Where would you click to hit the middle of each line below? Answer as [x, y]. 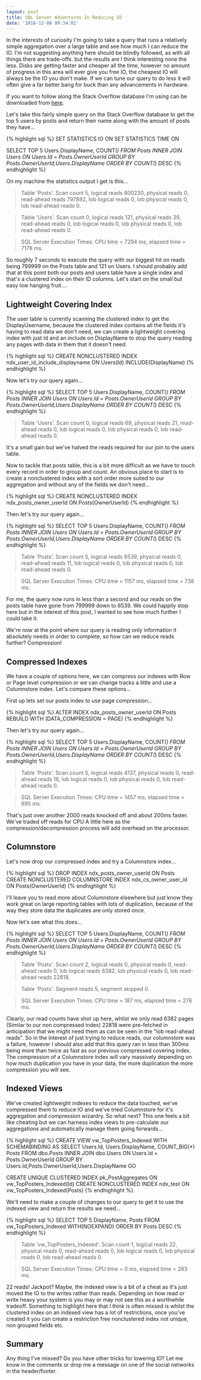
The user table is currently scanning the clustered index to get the [88, 319]
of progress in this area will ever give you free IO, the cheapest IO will [92, 72]
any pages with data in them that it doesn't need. [67, 345]
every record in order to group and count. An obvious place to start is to [95, 472]
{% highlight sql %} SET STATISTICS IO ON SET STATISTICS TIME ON [93, 139]
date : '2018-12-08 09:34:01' [43, 23]
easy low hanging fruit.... [37, 286]
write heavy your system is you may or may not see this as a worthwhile [95, 1299]
